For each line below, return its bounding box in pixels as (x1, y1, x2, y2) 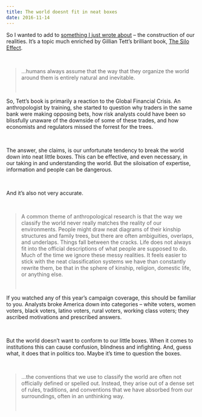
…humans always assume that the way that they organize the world (21, 67, 189, 74)
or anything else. (21, 271, 64, 278)
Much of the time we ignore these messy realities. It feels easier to (21, 251, 187, 258)
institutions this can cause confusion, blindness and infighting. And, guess (6, 343, 192, 350)
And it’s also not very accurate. (6, 189, 83, 197)
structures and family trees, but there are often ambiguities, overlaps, (21, 232, 194, 239)
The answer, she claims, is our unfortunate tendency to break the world (6, 146, 184, 154)
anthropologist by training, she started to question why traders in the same (6, 103, 192, 111)
